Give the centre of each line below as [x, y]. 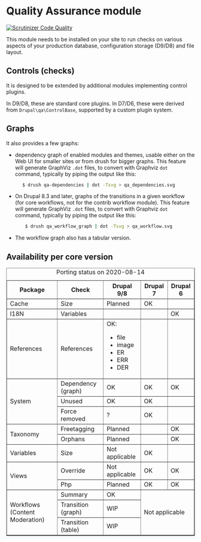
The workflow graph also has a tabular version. [73, 238]
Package [32, 290]
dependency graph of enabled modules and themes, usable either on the [105, 155]
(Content [22, 513]
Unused [71, 402]
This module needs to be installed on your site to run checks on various [94, 39]
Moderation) [27, 520]
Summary [74, 495]
